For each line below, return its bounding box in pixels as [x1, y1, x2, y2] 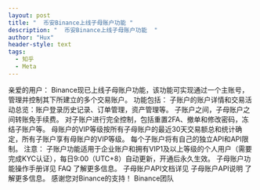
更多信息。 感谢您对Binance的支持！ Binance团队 [14, 174, 175, 183]
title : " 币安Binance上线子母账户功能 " [8, 19, 133, 27]
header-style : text [8, 41, 72, 49]
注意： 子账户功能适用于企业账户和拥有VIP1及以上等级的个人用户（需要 [23, 144, 252, 153]
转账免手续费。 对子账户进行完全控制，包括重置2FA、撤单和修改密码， [14, 115, 243, 124]
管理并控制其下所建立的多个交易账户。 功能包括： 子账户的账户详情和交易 [8, 95, 245, 104]
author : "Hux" [8, 33, 55, 42]
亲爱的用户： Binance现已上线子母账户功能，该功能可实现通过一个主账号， [8, 85, 249, 94]
